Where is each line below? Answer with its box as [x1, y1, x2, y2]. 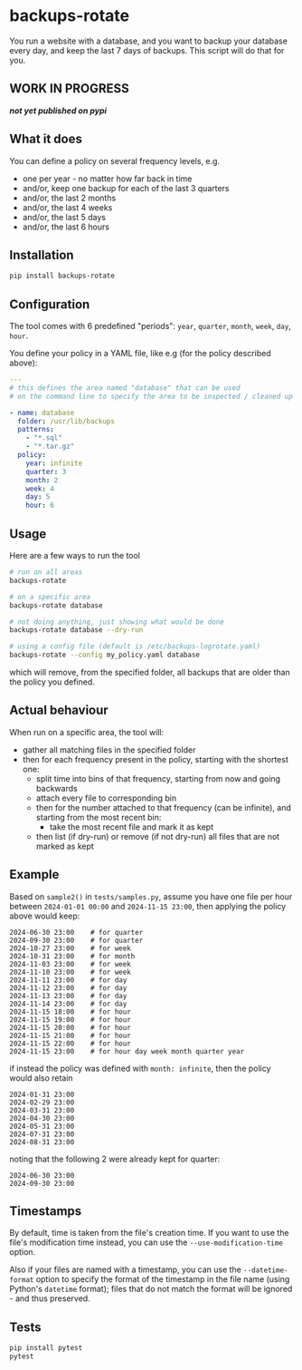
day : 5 [25, 492, 51, 501]
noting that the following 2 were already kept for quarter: [9, 1153, 221, 1164]
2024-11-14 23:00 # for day [9, 999, 127, 1008]
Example [9, 867, 60, 882]
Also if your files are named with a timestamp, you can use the [9, 1264, 242, 1275]
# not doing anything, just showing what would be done [9, 617, 224, 627]
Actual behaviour [9, 703, 109, 718]
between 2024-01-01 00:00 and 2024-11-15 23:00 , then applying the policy [9, 900, 287, 911]
